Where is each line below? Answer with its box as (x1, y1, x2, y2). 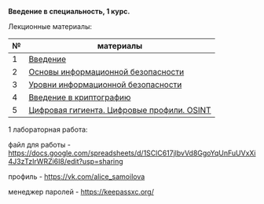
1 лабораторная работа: (8, 125, 88, 134)
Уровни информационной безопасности (28, 79, 182, 89)
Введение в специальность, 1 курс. (8, 7, 130, 16)
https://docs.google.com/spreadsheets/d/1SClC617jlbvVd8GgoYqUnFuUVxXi (8, 148, 256, 158)
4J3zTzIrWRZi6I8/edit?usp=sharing (8, 157, 123, 166)
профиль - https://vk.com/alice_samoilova (8, 172, 145, 181)
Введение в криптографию (28, 92, 131, 103)
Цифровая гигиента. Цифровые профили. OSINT (28, 105, 211, 115)
